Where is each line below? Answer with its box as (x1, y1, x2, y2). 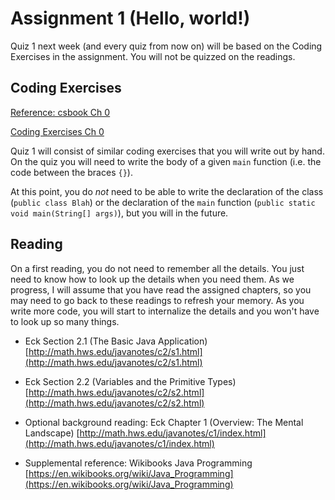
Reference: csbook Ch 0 (10, 106, 111, 118)
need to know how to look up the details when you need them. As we (10, 273, 295, 285)
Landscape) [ (24, 427, 80, 439)
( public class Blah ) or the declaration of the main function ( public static (10, 196, 316, 208)
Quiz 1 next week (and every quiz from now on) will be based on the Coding (10, 40, 323, 52)
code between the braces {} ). (10, 166, 133, 178)
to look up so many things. (10, 315, 120, 327)
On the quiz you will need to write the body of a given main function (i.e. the (10, 155, 322, 167)
